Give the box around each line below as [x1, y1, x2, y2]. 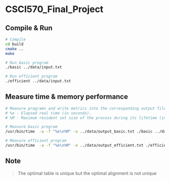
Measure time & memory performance [5, 92, 128, 101]
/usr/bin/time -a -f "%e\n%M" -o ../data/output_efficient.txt [5, 143, 144, 148]
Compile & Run [5, 24, 53, 32]
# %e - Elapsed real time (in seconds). [5, 110, 92, 115]
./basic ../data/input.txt [5, 65, 62, 70]
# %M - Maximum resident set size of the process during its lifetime [5, 115, 157, 120]
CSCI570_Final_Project [5, 4, 104, 15]
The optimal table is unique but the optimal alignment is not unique [17, 170, 157, 176]
